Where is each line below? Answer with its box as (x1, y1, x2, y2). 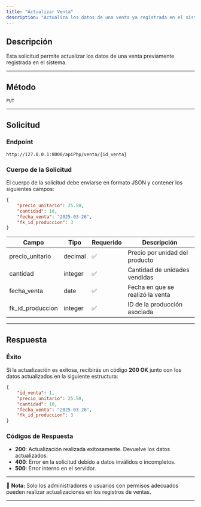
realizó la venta (127, 291, 170, 299)
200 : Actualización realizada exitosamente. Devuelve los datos (14, 446, 170, 453)
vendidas (127, 273, 154, 282)
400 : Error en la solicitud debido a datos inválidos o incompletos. (14, 458, 176, 466)
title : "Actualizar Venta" (6, 8, 74, 15)
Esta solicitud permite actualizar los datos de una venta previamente (6, 52, 175, 60)
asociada (127, 308, 154, 316)
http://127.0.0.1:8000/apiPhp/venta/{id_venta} (6, 151, 127, 157)
